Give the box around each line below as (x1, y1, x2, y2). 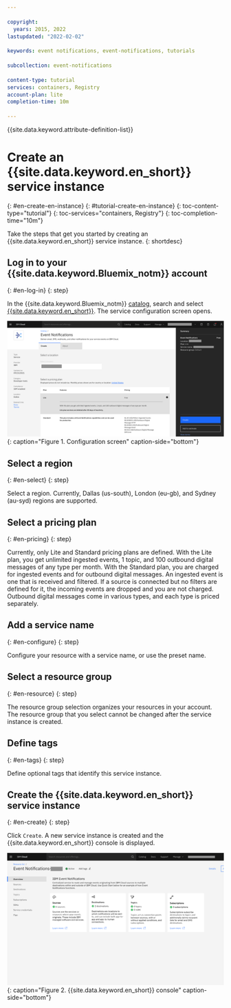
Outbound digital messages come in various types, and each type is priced (7, 592, 220, 601)
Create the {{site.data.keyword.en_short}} (7, 789, 194, 800)
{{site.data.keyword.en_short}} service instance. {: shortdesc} (7, 236, 183, 245)
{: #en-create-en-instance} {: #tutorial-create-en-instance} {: (7, 201, 181, 210)
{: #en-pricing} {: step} (7, 535, 72, 543)
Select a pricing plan (7, 516, 97, 528)
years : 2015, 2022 (13, 26, 67, 32)
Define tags (7, 738, 58, 749)
